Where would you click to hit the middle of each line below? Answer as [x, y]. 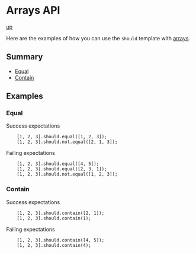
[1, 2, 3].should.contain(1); [54, 218]
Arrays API [33, 10]
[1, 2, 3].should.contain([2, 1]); [61, 213]
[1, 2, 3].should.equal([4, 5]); [58, 164]
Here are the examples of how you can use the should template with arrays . [98, 38]
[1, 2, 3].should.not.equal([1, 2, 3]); [67, 174]
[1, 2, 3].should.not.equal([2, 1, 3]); [67, 142]
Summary [25, 57]
